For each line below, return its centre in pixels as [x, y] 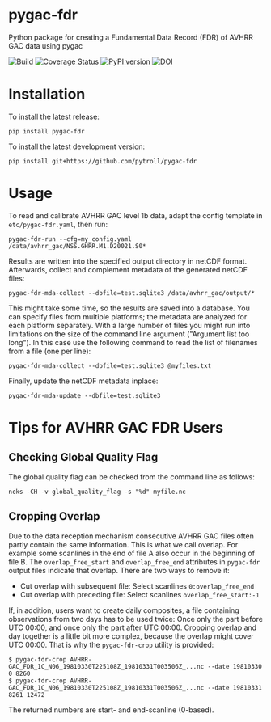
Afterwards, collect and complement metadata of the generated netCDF [128, 269]
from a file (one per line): [50, 351]
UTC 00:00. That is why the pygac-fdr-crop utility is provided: [111, 644]
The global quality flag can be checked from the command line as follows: [131, 477]
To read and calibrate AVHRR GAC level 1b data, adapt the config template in [135, 215]
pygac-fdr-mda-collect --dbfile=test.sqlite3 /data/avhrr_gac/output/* [131, 293]
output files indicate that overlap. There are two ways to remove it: [119, 570]
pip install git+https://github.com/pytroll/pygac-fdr [103, 161]
